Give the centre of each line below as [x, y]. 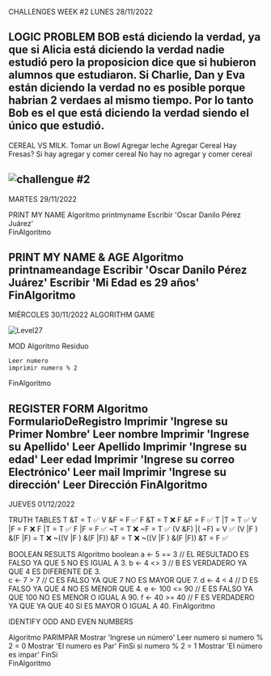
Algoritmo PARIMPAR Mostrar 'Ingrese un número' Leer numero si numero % [136, 637]
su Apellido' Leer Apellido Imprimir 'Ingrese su [128, 446]
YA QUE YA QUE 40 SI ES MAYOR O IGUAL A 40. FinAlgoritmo [112, 606]
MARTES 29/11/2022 [42, 199]
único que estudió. [57, 126]
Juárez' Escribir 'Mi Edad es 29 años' [104, 283]
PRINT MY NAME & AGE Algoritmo [96, 257]
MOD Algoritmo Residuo [49, 346]
